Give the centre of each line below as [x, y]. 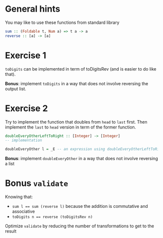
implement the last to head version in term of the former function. [71, 127]
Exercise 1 [26, 55]
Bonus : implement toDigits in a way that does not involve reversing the [77, 83]
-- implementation [24, 140]
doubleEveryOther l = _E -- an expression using [55, 149]
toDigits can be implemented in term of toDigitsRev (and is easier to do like [81, 69]
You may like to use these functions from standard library [62, 22]
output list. [16, 89]
